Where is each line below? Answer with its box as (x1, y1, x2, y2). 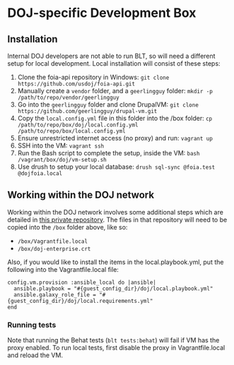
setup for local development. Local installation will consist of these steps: (7, 59, 221, 68)
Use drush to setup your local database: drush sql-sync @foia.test (17, 162, 216, 171)
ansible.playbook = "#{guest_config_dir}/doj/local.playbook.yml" (13, 285, 213, 292)
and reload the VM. (7, 351, 64, 359)
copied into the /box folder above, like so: (7, 222, 128, 231)
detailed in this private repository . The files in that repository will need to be (7, 215, 228, 224)
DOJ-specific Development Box (7, 5, 197, 21)
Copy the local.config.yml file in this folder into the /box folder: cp (17, 114, 213, 122)
